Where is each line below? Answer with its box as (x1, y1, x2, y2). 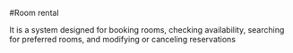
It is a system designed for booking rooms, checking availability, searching (9, 25, 285, 34)
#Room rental (9, 8, 60, 18)
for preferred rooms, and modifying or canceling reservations (9, 34, 236, 44)
